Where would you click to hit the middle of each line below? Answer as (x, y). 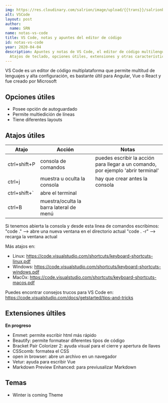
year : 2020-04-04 (23, 47)
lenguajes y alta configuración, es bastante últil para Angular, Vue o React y (83, 76)
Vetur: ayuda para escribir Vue (44, 361)
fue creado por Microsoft (31, 81)
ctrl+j (14, 182)
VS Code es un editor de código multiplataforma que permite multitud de (80, 71)
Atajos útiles (25, 135)
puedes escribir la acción (125, 158)
